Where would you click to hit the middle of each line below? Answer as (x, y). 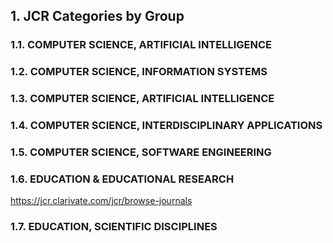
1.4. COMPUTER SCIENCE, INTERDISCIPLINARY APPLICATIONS (166, 126)
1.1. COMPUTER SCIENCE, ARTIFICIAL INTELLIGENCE (141, 45)
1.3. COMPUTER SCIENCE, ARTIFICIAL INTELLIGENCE (142, 99)
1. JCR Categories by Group (97, 16)
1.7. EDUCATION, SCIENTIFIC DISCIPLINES (114, 227)
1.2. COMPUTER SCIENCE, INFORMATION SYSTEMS (139, 72)
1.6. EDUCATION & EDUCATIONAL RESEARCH (122, 179)
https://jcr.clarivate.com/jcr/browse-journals (101, 201)
